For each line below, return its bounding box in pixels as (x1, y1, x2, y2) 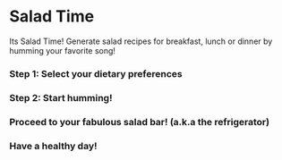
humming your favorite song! (9, 45, 116, 55)
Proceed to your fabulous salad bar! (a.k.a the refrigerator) (9, 115, 270, 128)
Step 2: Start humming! (9, 91, 113, 104)
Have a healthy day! (9, 139, 98, 152)
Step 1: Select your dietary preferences (9, 67, 183, 80)
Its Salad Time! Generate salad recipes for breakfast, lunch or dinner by (9, 36, 273, 46)
